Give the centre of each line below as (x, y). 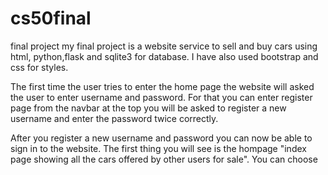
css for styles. (39, 67)
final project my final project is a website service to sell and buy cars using (164, 46)
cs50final (51, 18)
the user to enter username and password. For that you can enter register (161, 97)
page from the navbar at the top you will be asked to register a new (148, 108)
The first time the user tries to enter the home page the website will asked (162, 86)
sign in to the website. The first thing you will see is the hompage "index (158, 148)
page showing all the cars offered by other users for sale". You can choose (164, 159)
